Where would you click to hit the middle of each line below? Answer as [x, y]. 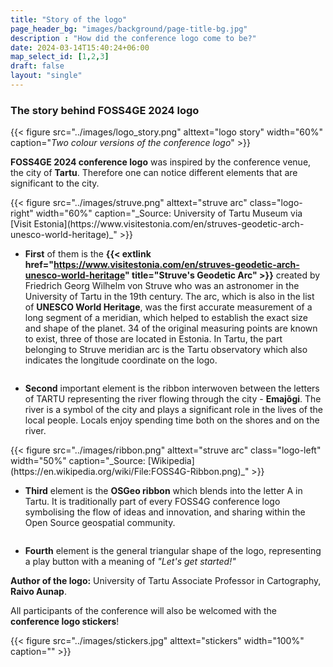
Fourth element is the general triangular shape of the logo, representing [173, 551]
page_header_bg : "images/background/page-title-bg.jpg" [129, 29]
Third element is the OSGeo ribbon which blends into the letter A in [163, 491]
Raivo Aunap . [38, 592]
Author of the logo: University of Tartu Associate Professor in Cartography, [166, 581]
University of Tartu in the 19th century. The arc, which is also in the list [169, 297]
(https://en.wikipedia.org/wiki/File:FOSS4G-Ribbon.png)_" [130, 472]
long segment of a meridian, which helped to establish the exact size [166, 318]
